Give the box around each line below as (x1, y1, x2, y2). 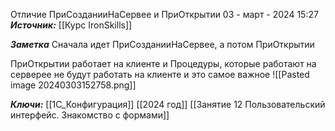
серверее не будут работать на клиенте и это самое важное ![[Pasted (10, 69, 310, 80)
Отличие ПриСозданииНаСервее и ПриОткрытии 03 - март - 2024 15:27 (10, 9, 319, 20)
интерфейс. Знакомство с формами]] (10, 109, 170, 121)
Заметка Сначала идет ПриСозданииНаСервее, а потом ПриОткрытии (10, 39, 315, 50)
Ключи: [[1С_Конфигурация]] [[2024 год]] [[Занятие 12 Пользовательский (10, 99, 326, 110)
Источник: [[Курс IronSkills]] (10, 19, 133, 31)
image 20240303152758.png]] (10, 79, 137, 91)
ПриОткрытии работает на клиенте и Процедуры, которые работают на (10, 58, 317, 69)
